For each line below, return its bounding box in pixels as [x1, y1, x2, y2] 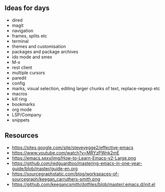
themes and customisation [11, 43, 66, 49]
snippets [11, 117, 30, 123]
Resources [4, 131, 39, 140]
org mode [11, 106, 32, 112]
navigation [11, 27, 34, 34]
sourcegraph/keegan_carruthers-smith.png [11, 176, 100, 182]
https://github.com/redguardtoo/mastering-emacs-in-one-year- [11, 160, 142, 166]
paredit [11, 75, 27, 81]
